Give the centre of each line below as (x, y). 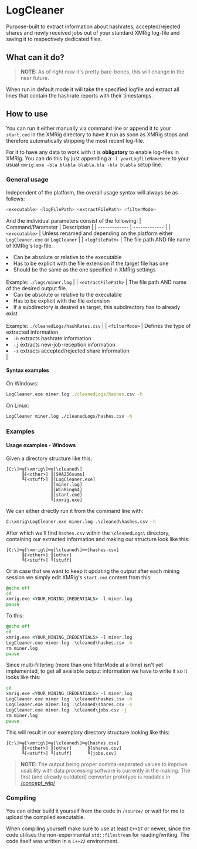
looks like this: (23, 677)
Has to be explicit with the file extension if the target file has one (91, 263)
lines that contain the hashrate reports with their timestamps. (80, 95)
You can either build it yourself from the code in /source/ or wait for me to (95, 811)
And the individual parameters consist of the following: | (74, 220)
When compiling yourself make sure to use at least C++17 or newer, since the (98, 828)
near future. (35, 78)
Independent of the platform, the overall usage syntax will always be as (92, 192)
